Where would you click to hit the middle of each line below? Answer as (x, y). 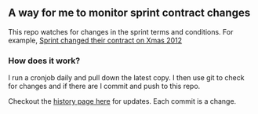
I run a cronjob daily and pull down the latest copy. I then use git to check (126, 78)
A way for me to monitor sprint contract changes (129, 13)
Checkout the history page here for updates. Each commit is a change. (122, 101)
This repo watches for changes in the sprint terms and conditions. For (121, 31)
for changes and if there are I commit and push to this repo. (104, 86)
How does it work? (44, 61)
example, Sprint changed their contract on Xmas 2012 (95, 40)
